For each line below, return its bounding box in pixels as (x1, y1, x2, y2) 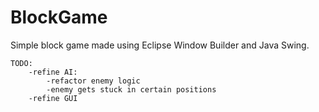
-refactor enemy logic (46, 76, 141, 86)
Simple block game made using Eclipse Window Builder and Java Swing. (10, 39, 310, 51)
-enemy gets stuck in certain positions (46, 84, 217, 95)
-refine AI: (28, 67, 78, 77)
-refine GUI (28, 93, 78, 103)
